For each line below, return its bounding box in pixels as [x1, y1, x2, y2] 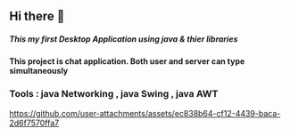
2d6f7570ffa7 [9, 117, 60, 128]
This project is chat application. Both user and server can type [9, 56, 245, 67]
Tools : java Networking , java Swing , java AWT [9, 88, 219, 100]
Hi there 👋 [9, 9, 65, 24]
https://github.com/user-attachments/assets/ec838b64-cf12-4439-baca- [9, 108, 281, 118]
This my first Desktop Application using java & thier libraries [9, 33, 238, 44]
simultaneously [9, 66, 69, 76]
